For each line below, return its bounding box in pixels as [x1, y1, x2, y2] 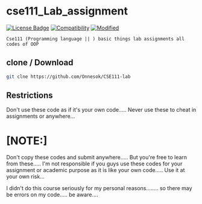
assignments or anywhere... [6, 113, 75, 120]
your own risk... [6, 173, 45, 180]
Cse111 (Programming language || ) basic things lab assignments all [6, 36, 185, 42]
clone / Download [6, 57, 74, 68]
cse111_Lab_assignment [6, 4, 128, 18]
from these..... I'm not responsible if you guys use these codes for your [6, 160, 183, 167]
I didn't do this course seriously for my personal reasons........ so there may [6, 185, 192, 192]
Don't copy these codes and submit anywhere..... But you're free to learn [6, 154, 188, 161]
